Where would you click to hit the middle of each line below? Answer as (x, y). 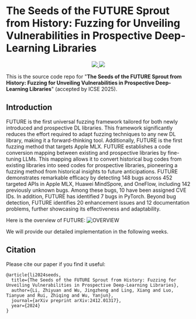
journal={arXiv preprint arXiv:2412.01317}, (66, 300)
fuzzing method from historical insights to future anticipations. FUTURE (92, 171)
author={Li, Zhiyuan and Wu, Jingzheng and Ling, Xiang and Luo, (93, 290)
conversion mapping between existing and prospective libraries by (86, 152)
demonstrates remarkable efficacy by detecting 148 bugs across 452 (89, 178)
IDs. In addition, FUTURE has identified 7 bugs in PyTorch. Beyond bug (91, 196)
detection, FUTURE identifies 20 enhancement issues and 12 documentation (98, 202)
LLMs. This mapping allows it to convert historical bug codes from (102, 159)
